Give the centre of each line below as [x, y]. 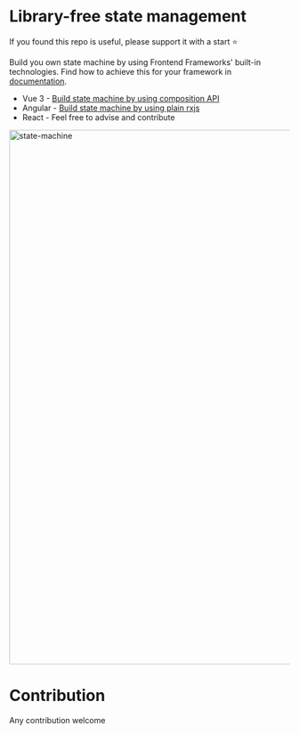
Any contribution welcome [57, 720]
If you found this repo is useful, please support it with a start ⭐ [124, 41]
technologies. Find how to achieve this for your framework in [121, 71]
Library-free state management [128, 16]
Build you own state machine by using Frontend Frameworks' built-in [135, 62]
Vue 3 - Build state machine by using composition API [121, 98]
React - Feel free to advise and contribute [98, 117]
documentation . [38, 81]
